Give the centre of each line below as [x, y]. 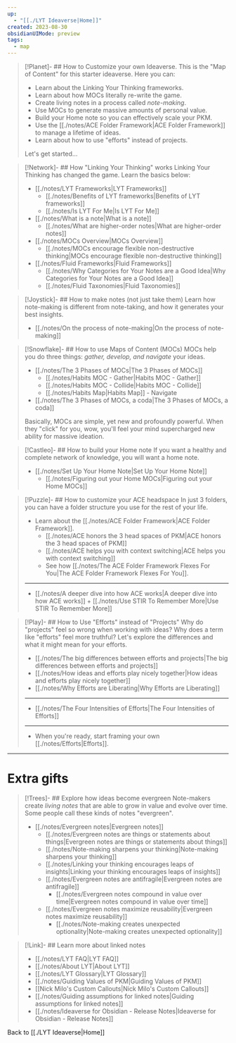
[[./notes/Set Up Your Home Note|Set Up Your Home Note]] [121, 471]
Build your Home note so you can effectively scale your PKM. [124, 118]
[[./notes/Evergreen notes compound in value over [129, 894]
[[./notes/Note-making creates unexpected [118, 924]
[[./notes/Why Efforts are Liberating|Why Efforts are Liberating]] [127, 688]
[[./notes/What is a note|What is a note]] [93, 218]
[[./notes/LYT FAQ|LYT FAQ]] [77, 958]
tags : [15, 40]
